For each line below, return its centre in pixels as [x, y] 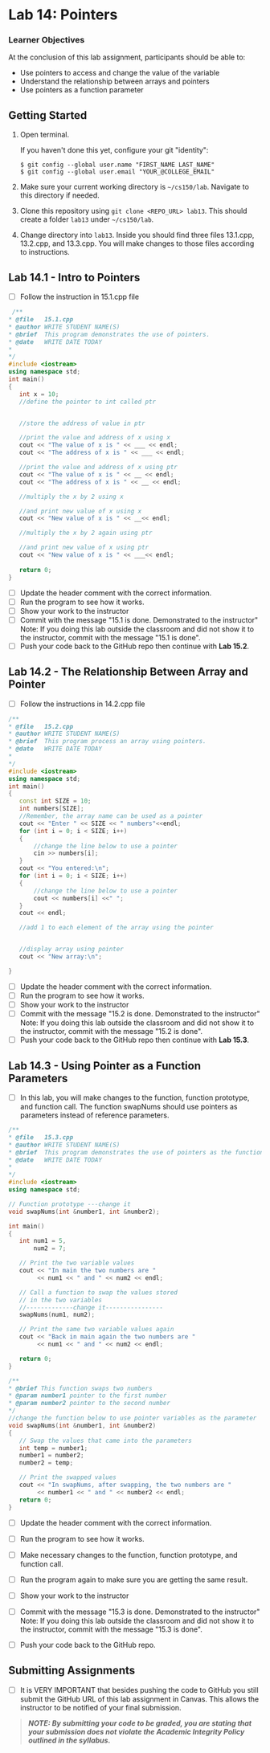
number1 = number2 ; [51, 1456]
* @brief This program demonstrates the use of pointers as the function [136, 1152]
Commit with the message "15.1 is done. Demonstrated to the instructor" [139, 619]
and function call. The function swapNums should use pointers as [129, 1107]
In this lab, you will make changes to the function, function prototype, [135, 1097]
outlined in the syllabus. [69, 1740]
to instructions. [45, 252]
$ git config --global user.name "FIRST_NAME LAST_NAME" [117, 165]
